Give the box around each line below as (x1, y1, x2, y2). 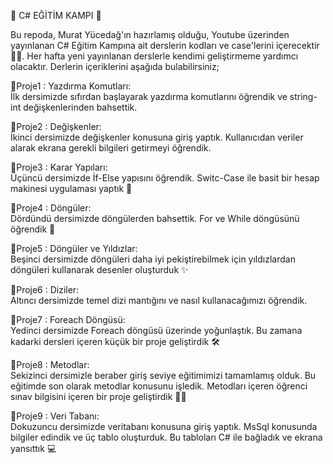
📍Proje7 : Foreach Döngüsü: (10, 314, 126, 325)
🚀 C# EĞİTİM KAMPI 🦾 (10, 10, 102, 21)
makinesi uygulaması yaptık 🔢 (10, 183, 133, 194)
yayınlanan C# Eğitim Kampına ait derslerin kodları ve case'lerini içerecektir (10, 40, 320, 51)
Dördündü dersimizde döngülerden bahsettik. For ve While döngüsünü (10, 213, 300, 224)
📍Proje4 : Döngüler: (10, 202, 92, 214)
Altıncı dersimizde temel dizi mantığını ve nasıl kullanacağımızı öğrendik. (10, 295, 308, 306)
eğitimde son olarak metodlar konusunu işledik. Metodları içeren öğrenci (10, 380, 308, 392)
